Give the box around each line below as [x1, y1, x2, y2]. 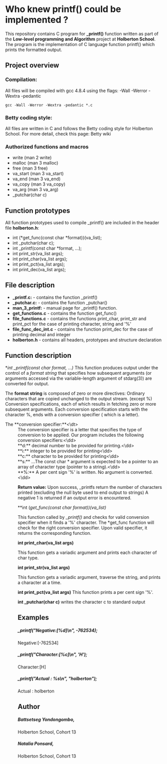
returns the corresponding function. [17, 530, 91, 536]
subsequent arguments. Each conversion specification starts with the [5, 406, 148, 412]
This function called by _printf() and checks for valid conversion [17, 514, 149, 520]
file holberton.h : [5, 225, 39, 231]
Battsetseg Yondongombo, [17, 716, 75, 722]
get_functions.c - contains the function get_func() [12, 310, 117, 316]
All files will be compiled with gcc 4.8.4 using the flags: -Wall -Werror [5, 88, 147, 94]
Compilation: [5, 76, 37, 83]
